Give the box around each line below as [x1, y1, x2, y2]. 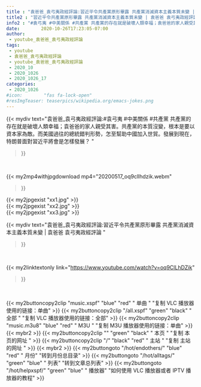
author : [6, 31, 26, 37]
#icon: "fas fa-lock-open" [6, 92, 93, 98]
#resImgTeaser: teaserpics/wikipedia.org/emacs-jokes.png [6, 98, 154, 104]
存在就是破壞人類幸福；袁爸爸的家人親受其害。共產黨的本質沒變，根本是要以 [6, 122, 195, 129]
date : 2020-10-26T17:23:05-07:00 [6, 25, 109, 32]
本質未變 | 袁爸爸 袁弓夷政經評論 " [22, 228, 106, 235]
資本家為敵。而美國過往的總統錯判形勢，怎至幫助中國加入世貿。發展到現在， [6, 130, 195, 137]
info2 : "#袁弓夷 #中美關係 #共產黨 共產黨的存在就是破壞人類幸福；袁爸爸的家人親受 [6, 20, 193, 26]
